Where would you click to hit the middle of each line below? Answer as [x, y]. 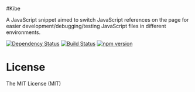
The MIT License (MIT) [34, 83]
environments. [23, 32]
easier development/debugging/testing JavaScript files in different [86, 26]
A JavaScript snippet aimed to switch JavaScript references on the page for [97, 20]
